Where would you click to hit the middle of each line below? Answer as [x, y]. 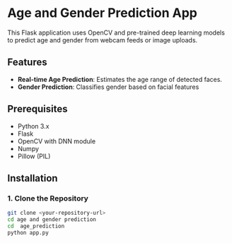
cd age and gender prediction [52, 220]
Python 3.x [33, 126]
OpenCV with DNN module [57, 141]
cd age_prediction [36, 226]
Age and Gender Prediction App [103, 13]
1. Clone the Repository [48, 198]
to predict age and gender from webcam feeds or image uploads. [103, 40]
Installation [33, 178]
